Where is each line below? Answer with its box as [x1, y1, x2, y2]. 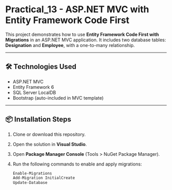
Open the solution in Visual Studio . [12, 141, 87, 147]
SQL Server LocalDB [12, 89, 56, 96]
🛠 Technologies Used [5, 62, 77, 71]
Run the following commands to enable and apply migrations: [12, 161, 142, 167]
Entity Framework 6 [12, 84, 54, 90]
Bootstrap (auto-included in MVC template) [12, 94, 104, 101]
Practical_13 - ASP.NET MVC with [5, 4, 149, 15]
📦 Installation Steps [5, 115, 72, 124]
